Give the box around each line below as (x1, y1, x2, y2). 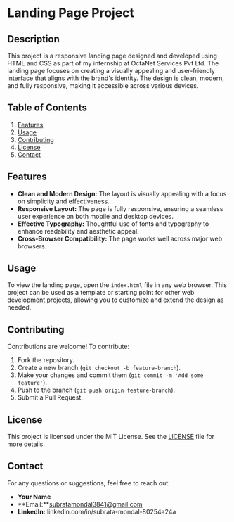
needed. (7, 303, 32, 312)
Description (7, 33, 60, 45)
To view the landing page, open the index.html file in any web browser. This (7, 281, 227, 289)
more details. (7, 440, 46, 448)
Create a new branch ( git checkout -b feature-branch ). (17, 364, 181, 372)
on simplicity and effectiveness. (17, 197, 110, 205)
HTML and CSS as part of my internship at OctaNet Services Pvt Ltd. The (7, 59, 219, 68)
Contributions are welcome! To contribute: (7, 343, 130, 351)
